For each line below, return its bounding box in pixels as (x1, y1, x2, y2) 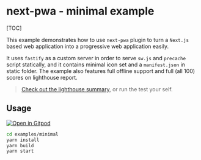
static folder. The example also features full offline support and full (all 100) (6, 67, 196, 74)
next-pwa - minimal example (6, 4, 155, 18)
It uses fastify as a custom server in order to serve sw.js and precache (6, 54, 186, 61)
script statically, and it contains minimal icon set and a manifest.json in (6, 61, 185, 68)
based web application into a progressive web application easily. (6, 43, 169, 50)
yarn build (6, 142, 34, 148)
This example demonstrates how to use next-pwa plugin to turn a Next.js (6, 36, 189, 43)
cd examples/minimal (6, 131, 59, 137)
